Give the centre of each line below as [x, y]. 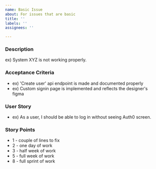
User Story [18, 106]
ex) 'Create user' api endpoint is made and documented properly [78, 83]
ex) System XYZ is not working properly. [46, 60]
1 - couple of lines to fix [36, 141]
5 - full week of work [33, 156]
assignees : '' [20, 28]
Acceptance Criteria [30, 72]
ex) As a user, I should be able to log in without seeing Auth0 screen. [81, 117]
